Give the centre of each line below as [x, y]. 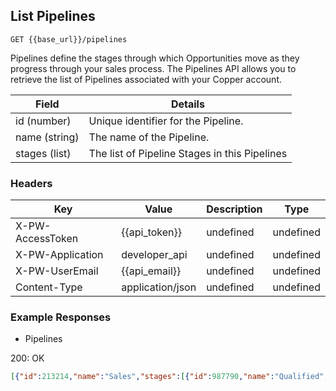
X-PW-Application [59, 255]
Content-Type [49, 287]
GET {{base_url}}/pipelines [69, 39]
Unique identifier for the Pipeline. [166, 121]
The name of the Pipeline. [149, 137]
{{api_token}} [152, 232]
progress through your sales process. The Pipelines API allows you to [153, 68]
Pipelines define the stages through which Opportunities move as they [155, 58]
